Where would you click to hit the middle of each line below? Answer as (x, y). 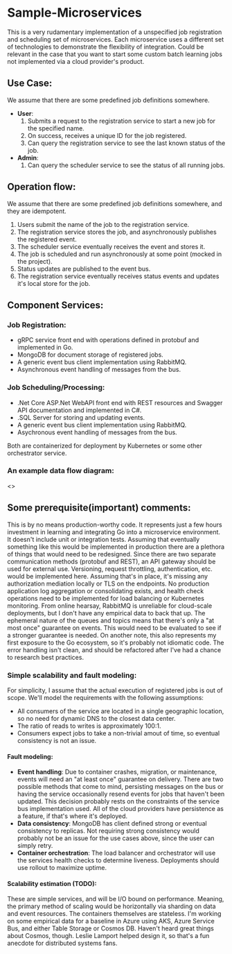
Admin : (28, 157)
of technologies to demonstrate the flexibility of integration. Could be (106, 46)
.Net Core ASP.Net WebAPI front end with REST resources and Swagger (120, 402)
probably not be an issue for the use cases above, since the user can (116, 838)
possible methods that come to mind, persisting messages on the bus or (120, 787)
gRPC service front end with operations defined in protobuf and (108, 340)
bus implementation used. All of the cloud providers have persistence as (120, 809)
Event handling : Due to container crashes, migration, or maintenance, (117, 772)
